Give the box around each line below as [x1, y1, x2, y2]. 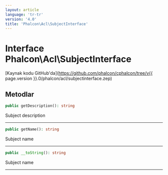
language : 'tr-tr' [5, 12, 43, 17]
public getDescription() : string [5, 103, 75, 108]
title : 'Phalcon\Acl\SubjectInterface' [5, 21, 88, 27]
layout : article [5, 7, 39, 13]
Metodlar [5, 90, 34, 98]
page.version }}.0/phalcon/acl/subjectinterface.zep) [5, 76, 112, 82]
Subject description [5, 112, 46, 118]
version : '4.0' [5, 17, 37, 22]
